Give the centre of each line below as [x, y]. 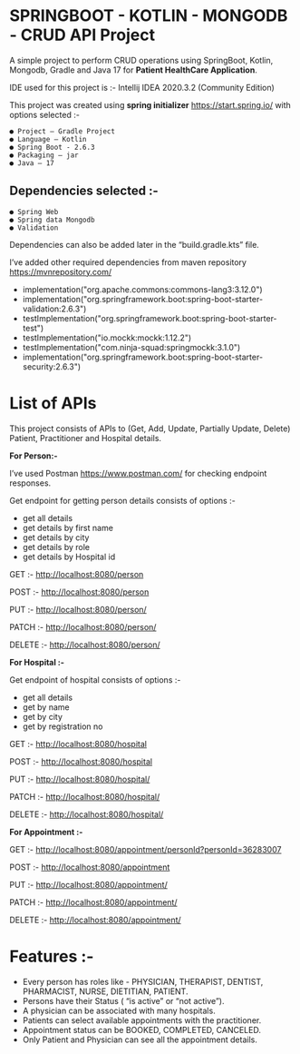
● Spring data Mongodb [52, 220]
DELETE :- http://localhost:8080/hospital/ [87, 814]
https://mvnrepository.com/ [60, 271]
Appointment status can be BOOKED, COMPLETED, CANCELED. [141, 1029]
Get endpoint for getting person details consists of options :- [122, 500]
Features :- [52, 956]
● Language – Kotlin [48, 139]
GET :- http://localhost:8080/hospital [78, 744]
